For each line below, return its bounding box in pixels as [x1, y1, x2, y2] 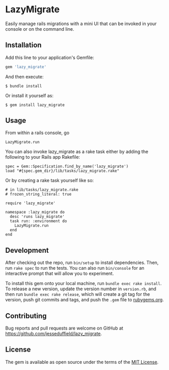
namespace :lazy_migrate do [5, 210, 65, 215]
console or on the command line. [5, 26, 74, 32]
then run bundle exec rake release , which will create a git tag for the [5, 291, 150, 297]
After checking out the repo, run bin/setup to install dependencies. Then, [5, 259, 159, 266]
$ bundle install [5, 83, 42, 89]
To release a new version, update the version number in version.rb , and [5, 286, 157, 292]
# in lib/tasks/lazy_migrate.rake [5, 187, 79, 192]
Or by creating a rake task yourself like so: [5, 178, 94, 184]
